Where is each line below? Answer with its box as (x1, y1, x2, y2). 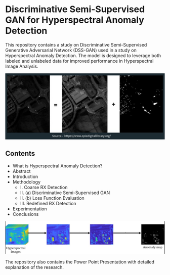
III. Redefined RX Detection (20, 200, 77, 206)
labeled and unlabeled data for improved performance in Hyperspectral (5, 58, 154, 64)
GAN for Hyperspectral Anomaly (5, 14, 144, 26)
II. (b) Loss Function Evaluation (20, 195, 84, 201)
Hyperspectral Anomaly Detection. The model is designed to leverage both (5, 52, 161, 59)
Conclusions (12, 211, 39, 217)
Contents (5, 149, 35, 158)
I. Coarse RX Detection (20, 184, 68, 190)
